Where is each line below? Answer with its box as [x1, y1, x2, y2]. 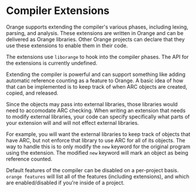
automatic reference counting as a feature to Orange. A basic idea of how [6, 77, 184, 84]
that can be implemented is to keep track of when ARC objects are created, [6, 83, 187, 90]
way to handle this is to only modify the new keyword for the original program [6, 143, 191, 150]
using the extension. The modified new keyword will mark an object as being [6, 149, 188, 156]
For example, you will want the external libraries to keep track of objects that [6, 130, 191, 138]
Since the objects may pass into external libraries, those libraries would [6, 100, 178, 107]
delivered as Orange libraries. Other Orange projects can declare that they [6, 36, 185, 43]
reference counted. [6, 155, 53, 162]
